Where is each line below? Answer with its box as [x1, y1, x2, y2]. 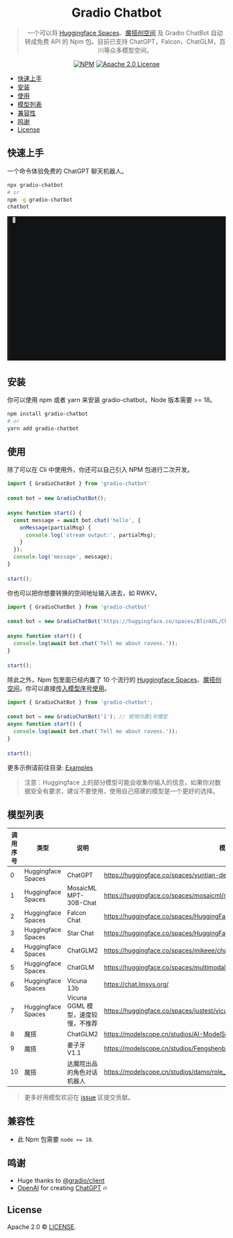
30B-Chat [67, 899, 97, 907]
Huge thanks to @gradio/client [17, 1176, 105, 1185]
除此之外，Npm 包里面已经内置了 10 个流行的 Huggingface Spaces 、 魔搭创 [7, 675, 222, 683]
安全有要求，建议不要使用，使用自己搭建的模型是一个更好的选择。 [30, 787, 219, 795]
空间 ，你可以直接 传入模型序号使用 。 [7, 684, 111, 692]
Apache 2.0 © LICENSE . [7, 1222, 76, 1231]
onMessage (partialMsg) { [19, 524, 92, 531]
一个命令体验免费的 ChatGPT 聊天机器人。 [7, 166, 128, 175]
